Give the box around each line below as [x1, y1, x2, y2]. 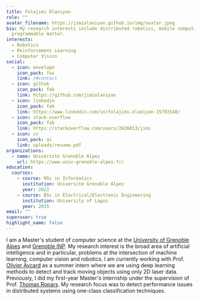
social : [6, 59, 26, 65]
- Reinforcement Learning [11, 48, 77, 54]
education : [6, 164, 33, 170]
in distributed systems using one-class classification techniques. [6, 287, 166, 294]
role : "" [6, 14, 28, 20]
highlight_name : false [6, 220, 63, 226]
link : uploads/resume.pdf [17, 142, 82, 148]
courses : [11, 170, 33, 176]
